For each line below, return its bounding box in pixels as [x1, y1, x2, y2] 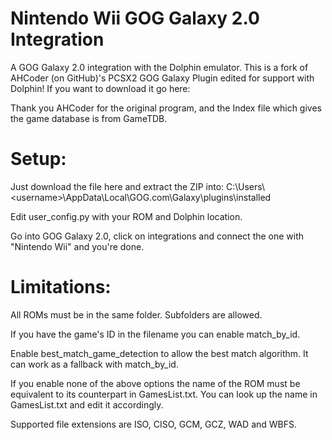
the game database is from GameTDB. [10, 112, 168, 124]
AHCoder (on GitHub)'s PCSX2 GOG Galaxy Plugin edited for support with [10, 72, 315, 84]
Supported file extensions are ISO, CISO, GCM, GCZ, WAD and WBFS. [10, 418, 298, 430]
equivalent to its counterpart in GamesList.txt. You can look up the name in [10, 388, 318, 400]
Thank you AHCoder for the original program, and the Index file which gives [10, 102, 322, 114]
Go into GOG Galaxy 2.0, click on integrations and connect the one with [10, 230, 305, 242]
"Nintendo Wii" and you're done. [10, 240, 145, 252]
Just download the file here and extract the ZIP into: [10, 180, 225, 192]
